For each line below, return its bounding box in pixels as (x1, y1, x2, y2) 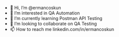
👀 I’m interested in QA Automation (10, 10, 80, 16)
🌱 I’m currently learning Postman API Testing (10, 15, 103, 21)
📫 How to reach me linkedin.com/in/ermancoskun (10, 26, 114, 32)
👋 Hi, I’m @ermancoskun (10, 5, 61, 10)
